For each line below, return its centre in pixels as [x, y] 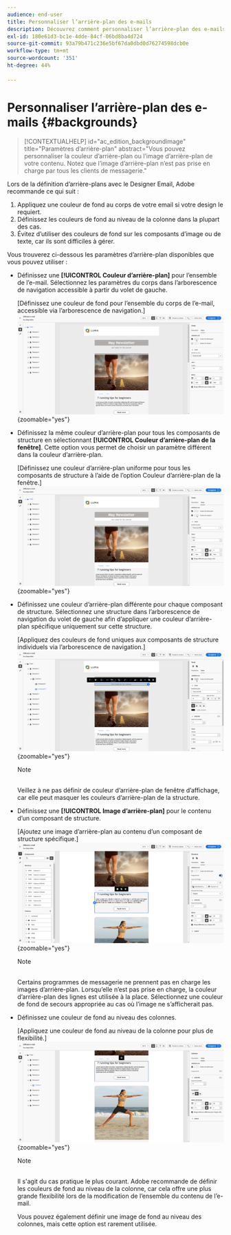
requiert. [29, 212]
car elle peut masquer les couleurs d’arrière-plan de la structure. [109, 798]
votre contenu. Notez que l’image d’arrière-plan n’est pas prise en [117, 163]
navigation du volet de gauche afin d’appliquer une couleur [100, 619]
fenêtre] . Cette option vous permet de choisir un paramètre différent [114, 447]
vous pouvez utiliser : [37, 262]
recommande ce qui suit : [43, 191]
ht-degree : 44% [29, 65]
